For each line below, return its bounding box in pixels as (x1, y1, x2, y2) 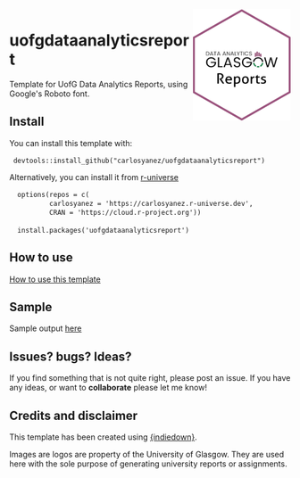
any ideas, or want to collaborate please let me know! (9, 383, 208, 393)
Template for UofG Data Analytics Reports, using (9, 78, 188, 89)
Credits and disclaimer (9, 408, 138, 423)
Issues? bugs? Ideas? (9, 349, 132, 364)
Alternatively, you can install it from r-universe (9, 171, 179, 182)
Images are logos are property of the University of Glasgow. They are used (9, 449, 285, 459)
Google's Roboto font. (9, 88, 90, 99)
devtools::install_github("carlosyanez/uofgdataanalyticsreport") (12, 156, 266, 165)
